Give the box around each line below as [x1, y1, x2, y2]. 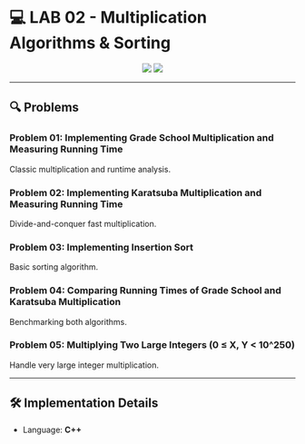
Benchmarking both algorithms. [9, 316, 127, 327]
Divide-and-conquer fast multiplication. [9, 218, 157, 229]
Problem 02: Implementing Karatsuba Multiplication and [9, 186, 262, 199]
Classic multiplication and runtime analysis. [9, 163, 171, 174]
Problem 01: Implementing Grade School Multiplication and [9, 132, 274, 144]
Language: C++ [22, 424, 82, 435]
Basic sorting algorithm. [9, 261, 98, 272]
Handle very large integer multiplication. [9, 360, 159, 370]
